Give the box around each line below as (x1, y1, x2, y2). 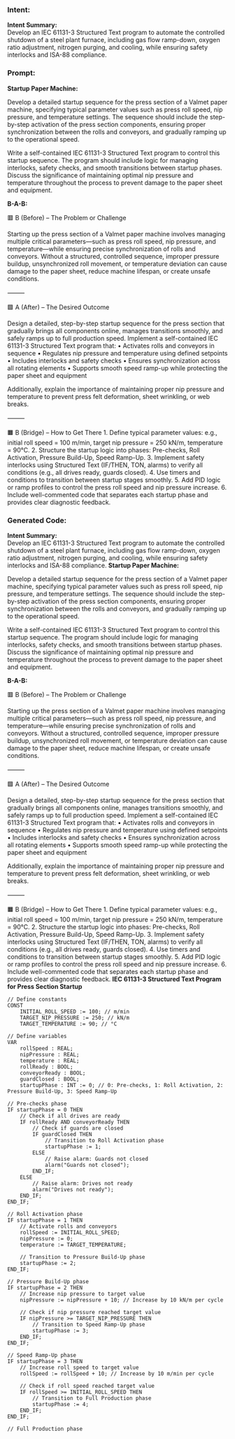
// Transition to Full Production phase (32, 1394, 152, 1402)
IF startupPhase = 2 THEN (7, 1284, 83, 1291)
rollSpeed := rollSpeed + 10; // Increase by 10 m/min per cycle (20, 1370, 215, 1377)
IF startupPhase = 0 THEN (7, 1106, 83, 1113)
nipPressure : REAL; (20, 1050, 80, 1058)
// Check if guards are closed (32, 1124, 124, 1132)
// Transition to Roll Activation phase (44, 1137, 164, 1144)
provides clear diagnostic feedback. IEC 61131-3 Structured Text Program (7, 975, 222, 983)
